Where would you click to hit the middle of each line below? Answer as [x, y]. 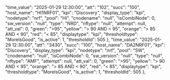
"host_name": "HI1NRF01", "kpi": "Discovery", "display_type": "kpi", [76, 13]
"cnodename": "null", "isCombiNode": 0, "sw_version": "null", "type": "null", [84, 56]
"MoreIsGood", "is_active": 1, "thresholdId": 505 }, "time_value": [72, 39]
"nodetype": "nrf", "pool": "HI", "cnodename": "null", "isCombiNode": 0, [80, 18]
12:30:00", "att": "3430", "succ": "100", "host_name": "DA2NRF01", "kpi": [89, 45]
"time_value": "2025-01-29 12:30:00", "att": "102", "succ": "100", [73, 7]
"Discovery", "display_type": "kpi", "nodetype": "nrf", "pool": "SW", [75, 50]
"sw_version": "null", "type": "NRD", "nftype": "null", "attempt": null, [76, 23]
